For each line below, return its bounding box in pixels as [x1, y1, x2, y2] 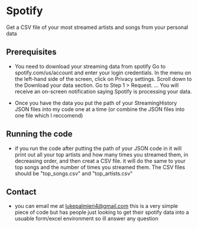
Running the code [6, 129, 73, 139]
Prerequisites [6, 47, 57, 57]
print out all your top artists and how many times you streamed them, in [14, 151, 189, 158]
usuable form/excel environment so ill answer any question [14, 215, 158, 222]
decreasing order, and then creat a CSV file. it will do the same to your [14, 157, 186, 164]
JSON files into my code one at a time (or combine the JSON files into [14, 105, 185, 113]
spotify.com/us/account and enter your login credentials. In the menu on [14, 69, 191, 76]
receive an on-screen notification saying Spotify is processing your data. [14, 87, 192, 95]
